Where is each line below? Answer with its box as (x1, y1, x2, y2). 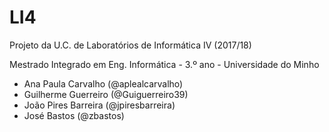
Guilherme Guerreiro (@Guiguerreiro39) (23, 88, 189, 100)
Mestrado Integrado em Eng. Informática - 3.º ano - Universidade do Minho (9, 58, 320, 70)
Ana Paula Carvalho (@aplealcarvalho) (23, 77, 184, 90)
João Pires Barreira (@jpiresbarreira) (23, 99, 176, 111)
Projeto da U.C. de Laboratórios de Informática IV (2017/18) (9, 39, 252, 51)
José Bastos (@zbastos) (23, 109, 125, 121)
